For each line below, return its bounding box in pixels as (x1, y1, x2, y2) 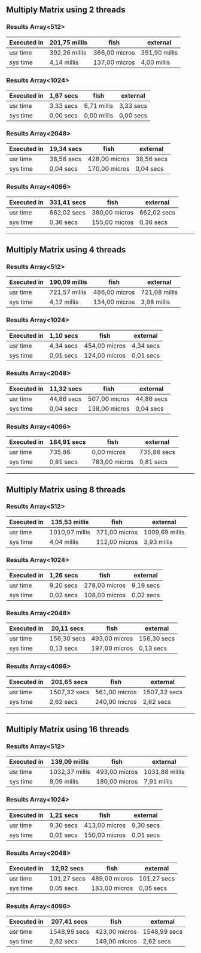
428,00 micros (87, 155, 130, 164)
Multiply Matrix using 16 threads (6, 724, 129, 734)
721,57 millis (49, 288, 87, 297)
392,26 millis (49, 48, 87, 56)
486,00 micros (93, 288, 136, 297)
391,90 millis (141, 48, 178, 56)
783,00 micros (92, 458, 133, 466)
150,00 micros (84, 831, 126, 839)
